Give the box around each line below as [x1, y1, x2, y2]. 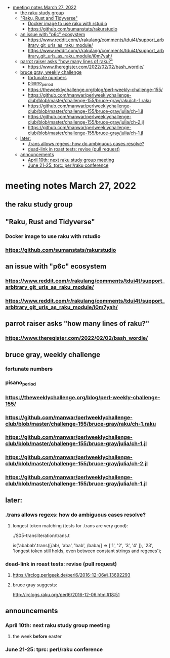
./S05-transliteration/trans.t [12, 532, 70, 539]
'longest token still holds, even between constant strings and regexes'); [12, 548, 162, 554]
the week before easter [12, 633, 62, 639]
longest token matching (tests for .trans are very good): [12, 522, 128, 528]
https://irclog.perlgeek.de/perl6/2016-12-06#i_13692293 [12, 572, 131, 578]
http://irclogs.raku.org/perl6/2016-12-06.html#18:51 [12, 592, 120, 598]
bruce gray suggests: [12, 582, 57, 588]
